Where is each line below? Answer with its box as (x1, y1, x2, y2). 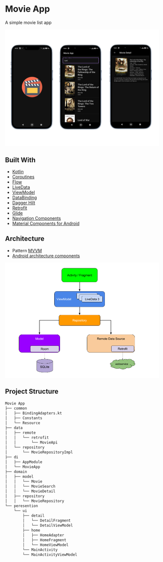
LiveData (12, 184, 30, 190)
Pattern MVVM (12, 247, 42, 253)
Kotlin (12, 169, 24, 175)
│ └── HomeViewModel (22, 542, 69, 547)
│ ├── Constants (5, 416, 42, 421)
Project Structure (5, 387, 59, 396)
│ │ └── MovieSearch (5, 484, 56, 489)
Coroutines (12, 174, 35, 180)
